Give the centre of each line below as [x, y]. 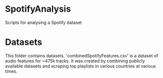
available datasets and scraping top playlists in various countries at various [81, 66]
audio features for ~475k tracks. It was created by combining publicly [75, 61]
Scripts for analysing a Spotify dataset [43, 22]
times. [11, 71]
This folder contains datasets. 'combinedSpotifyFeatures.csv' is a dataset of [82, 56]
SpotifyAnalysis [38, 9]
